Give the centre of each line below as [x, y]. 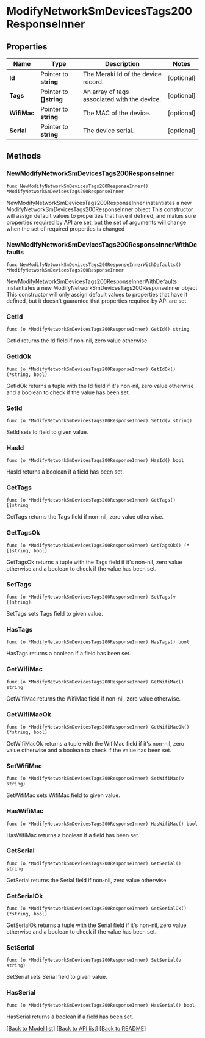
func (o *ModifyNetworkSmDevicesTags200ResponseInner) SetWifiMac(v [95, 779]
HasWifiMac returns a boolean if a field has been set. [73, 835]
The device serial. [108, 131]
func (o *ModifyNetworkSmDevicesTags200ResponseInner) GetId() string [98, 330]
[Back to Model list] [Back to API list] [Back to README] [76, 1028]
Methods [24, 156]
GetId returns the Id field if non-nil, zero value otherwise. [78, 341]
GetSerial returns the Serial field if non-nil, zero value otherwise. [87, 880]
